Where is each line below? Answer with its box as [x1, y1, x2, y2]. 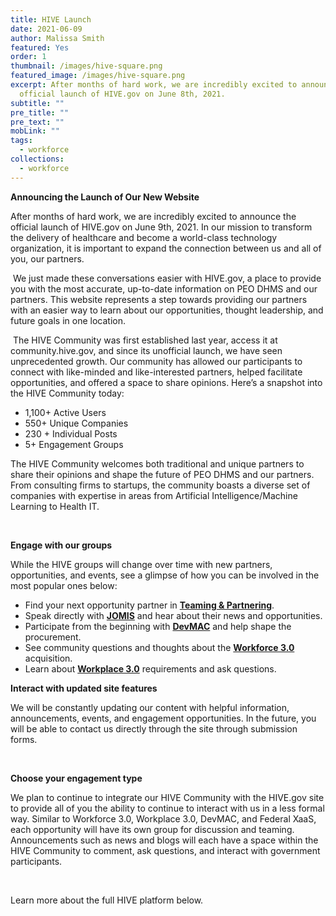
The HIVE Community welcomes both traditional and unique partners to [10, 457, 305, 470]
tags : [10, 136, 33, 146]
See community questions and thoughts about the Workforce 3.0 [24, 641, 295, 653]
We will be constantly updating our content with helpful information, [10, 701, 290, 713]
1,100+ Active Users [24, 406, 107, 418]
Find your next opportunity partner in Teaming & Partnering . [24, 599, 275, 611]
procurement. [24, 631, 82, 643]
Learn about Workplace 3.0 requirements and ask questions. [24, 662, 277, 675]
